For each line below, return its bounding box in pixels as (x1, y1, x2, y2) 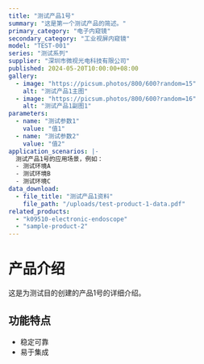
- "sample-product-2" (15, 222, 89, 231)
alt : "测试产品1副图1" (23, 102, 92, 110)
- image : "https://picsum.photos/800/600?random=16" (15, 95, 197, 103)
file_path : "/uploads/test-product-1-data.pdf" (23, 200, 185, 208)
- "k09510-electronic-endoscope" (15, 215, 128, 223)
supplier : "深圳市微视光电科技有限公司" (8, 57, 131, 66)
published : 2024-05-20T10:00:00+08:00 (8, 65, 139, 73)
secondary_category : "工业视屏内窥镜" (8, 34, 131, 43)
